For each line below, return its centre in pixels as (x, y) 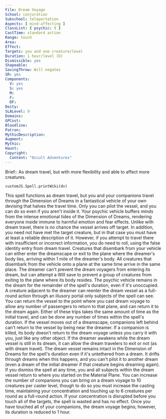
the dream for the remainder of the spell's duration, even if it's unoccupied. (82, 285)
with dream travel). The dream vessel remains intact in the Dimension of (79, 348)
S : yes (16, 88)
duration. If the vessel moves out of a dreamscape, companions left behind (82, 322)
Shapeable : (16, 65)
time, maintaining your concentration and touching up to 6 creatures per (79, 391)
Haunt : (12, 149)
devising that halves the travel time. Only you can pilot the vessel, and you (81, 206)
